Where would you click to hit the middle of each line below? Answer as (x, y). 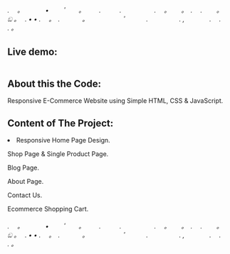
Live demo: (33, 52)
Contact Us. (25, 195)
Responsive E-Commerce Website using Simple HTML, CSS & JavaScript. (115, 101)
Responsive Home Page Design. (63, 140)
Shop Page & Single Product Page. (58, 154)
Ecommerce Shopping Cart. (48, 209)
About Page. (26, 182)
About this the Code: (54, 84)
